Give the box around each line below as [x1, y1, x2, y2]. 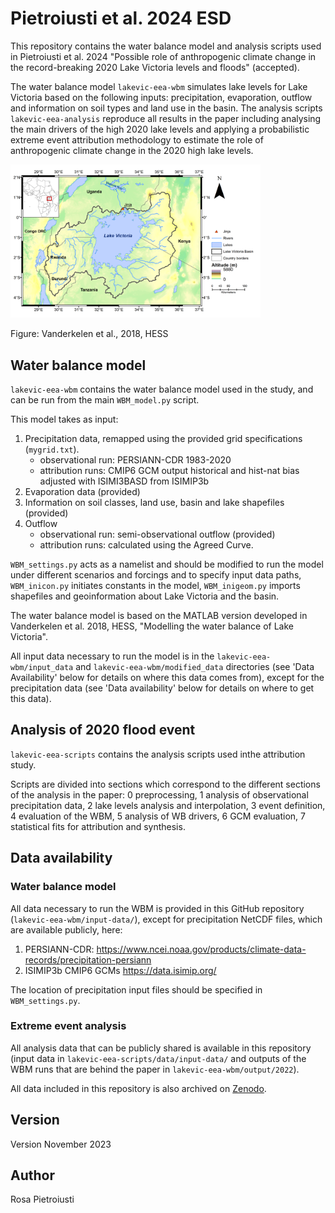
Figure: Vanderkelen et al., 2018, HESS [10, 328, 169, 340]
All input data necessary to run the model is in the [10, 650, 215, 662]
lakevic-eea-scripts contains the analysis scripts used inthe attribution [10, 748, 306, 760]
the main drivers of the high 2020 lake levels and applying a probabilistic [10, 123, 310, 135]
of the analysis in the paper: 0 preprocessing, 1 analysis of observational [10, 788, 309, 801]
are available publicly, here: [10, 923, 123, 936]
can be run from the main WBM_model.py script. [10, 394, 200, 406]
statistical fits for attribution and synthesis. [10, 820, 186, 832]
